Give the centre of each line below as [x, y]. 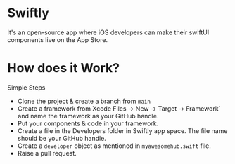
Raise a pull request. [47, 153]
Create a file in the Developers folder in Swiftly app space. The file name [122, 130]
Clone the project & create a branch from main [84, 101]
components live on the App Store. [57, 39]
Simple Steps [26, 87]
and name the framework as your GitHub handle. [88, 116]
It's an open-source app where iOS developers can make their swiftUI [108, 32]
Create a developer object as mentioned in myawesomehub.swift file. [114, 146]
